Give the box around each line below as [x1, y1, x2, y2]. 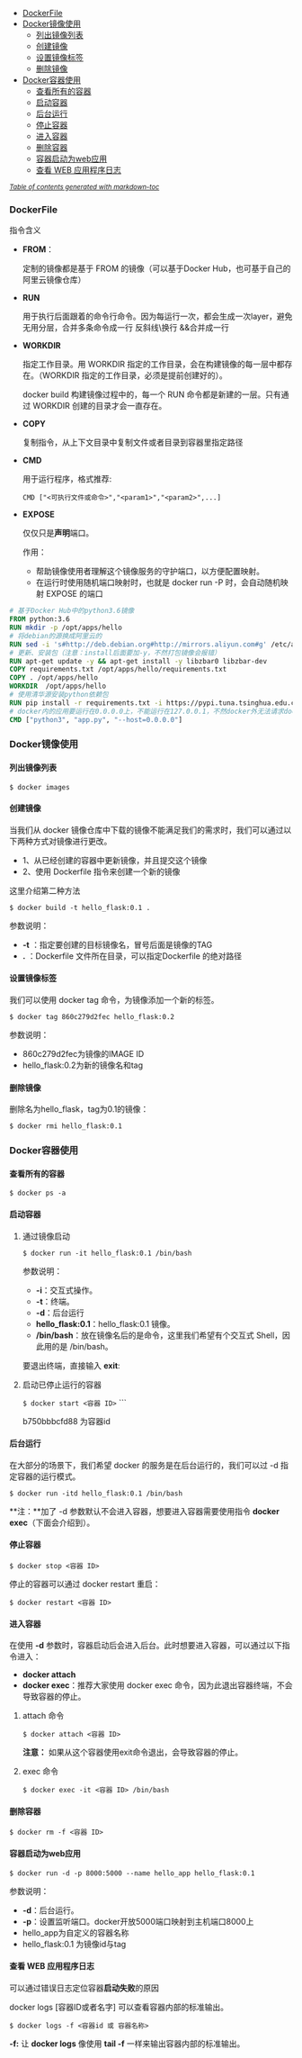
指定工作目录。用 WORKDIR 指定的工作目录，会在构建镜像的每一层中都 [22, 359, 285, 370]
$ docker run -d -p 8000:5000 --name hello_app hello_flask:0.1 [9, 1868, 255, 1878]
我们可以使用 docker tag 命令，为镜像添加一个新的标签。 [9, 995, 219, 1006]
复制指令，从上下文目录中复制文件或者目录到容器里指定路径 [22, 437, 244, 448]
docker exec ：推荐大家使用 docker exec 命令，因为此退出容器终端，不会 [22, 1680, 294, 1691]
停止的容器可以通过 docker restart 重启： [9, 1579, 161, 1590]
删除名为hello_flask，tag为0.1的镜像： [9, 1104, 149, 1115]
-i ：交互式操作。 [35, 1285, 97, 1295]
